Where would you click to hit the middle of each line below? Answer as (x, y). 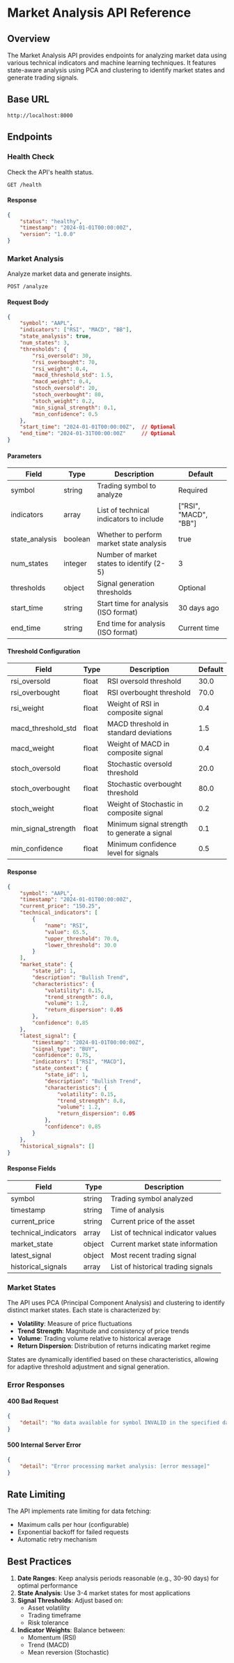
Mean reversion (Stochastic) (68, 1653)
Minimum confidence (142, 844)
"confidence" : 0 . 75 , (62, 1055)
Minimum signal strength (147, 825)
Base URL (29, 99)
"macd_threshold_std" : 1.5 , (73, 375)
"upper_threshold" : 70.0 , (82, 939)
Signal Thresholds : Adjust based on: (70, 1601)
